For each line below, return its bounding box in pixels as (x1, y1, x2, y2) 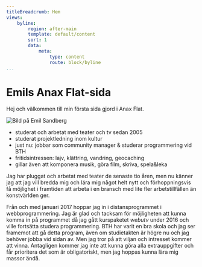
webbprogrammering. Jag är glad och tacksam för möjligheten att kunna (6, 210, 186, 217)
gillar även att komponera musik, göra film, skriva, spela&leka (14, 161, 168, 168)
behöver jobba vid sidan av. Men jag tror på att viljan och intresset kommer (6, 236, 192, 243)
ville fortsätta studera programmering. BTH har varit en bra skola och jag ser (6, 223, 196, 230)
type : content (49, 54, 85, 60)
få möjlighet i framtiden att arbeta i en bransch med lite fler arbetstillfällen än (6, 185, 197, 193)
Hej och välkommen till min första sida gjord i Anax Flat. (6, 105, 144, 112)
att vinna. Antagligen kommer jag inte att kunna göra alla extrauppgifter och (6, 242, 194, 249)
